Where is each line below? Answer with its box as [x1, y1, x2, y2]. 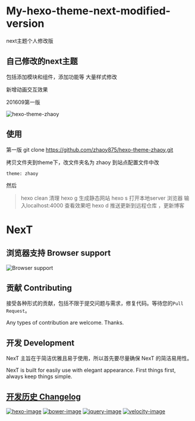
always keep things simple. [6, 373, 73, 380]
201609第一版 [6, 98, 40, 105]
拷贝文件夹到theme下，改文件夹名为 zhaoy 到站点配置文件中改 [6, 159, 159, 166]
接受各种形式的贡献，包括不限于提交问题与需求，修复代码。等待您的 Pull [6, 300, 184, 307]
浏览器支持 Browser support [6, 248, 111, 258]
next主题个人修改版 [6, 37, 54, 44]
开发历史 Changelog [6, 391, 81, 402]
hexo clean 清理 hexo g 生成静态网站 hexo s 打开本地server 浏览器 [20, 194, 183, 202]
